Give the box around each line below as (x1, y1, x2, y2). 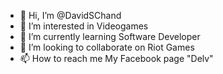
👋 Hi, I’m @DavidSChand (19, 10, 122, 21)
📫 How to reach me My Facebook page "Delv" (19, 53, 214, 64)
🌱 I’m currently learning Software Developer (19, 31, 201, 42)
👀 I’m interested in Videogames (19, 20, 149, 32)
